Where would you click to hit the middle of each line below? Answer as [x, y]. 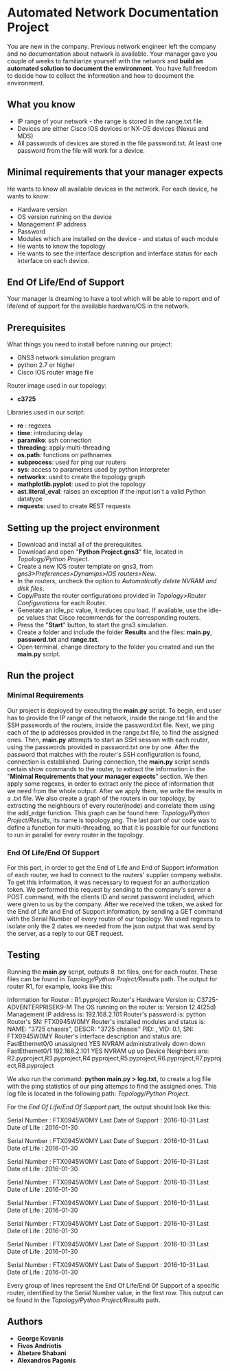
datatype [30, 499]
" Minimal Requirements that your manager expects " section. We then [107, 776]
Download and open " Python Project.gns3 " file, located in [100, 552]
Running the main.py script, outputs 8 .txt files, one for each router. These [112, 972]
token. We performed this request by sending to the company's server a [109, 889]
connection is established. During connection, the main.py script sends [108, 762]
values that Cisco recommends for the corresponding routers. [114, 617]
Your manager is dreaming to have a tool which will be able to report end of [114, 299]
